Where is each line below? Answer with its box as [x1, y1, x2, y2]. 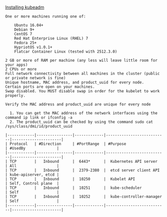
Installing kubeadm [5, 5, 44, 10]
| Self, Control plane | [5, 181, 59, 186]
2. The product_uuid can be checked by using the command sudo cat [9, 120, 153, 125]
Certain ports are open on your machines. [5, 84, 95, 89]
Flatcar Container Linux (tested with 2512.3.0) [14, 49, 117, 54]
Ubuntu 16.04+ [14, 23, 43, 28]
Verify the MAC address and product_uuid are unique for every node [5, 102, 151, 107]
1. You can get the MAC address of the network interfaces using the [9, 111, 157, 116]
